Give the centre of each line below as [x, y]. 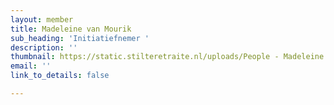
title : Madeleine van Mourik [71, 29]
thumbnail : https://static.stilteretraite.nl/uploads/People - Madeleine [167, 57]
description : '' [44, 47]
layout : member [42, 19]
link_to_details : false [60, 76]
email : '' [31, 66]
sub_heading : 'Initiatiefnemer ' [80, 38]
